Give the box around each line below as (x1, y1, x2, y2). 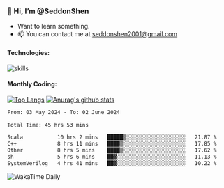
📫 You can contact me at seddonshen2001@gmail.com (17, 30, 178, 38)
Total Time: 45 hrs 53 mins (7, 121, 89, 128)
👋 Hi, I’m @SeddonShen (7, 6, 89, 16)
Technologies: (7, 48, 50, 56)
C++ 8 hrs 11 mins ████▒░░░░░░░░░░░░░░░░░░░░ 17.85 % (7, 141, 217, 148)
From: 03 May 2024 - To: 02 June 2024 (7, 109, 120, 116)
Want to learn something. (17, 22, 90, 31)
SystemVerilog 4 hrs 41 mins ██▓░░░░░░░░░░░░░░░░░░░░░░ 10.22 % (7, 159, 217, 166)
